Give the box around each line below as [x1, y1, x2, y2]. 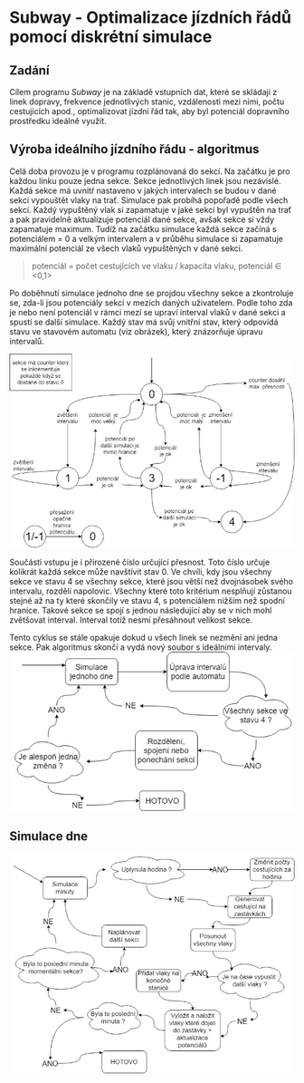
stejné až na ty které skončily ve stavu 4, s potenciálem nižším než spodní [9, 595, 285, 606]
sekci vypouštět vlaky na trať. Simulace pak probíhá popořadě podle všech [9, 194, 289, 206]
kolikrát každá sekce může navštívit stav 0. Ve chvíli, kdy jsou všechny [9, 566, 272, 577]
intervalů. [9, 335, 45, 346]
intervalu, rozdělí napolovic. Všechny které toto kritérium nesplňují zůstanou [9, 585, 292, 596]
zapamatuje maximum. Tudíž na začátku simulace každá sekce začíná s [9, 223, 278, 234]
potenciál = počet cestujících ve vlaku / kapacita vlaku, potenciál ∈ [31, 260, 282, 271]
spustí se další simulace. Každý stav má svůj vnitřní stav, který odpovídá [9, 316, 279, 327]
